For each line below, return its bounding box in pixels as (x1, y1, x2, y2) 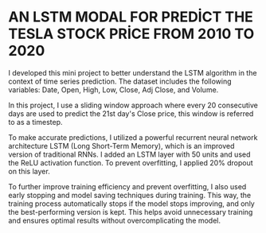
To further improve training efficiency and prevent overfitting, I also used (8, 181, 247, 191)
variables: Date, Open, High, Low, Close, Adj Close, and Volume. (8, 84, 219, 95)
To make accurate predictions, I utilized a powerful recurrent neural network (8, 132, 258, 142)
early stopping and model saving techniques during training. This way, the (8, 190, 252, 200)
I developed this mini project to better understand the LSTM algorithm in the (8, 68, 257, 77)
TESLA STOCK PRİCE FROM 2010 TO (8, 25, 255, 43)
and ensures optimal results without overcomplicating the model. (8, 216, 221, 225)
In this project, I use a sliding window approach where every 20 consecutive (8, 100, 259, 110)
